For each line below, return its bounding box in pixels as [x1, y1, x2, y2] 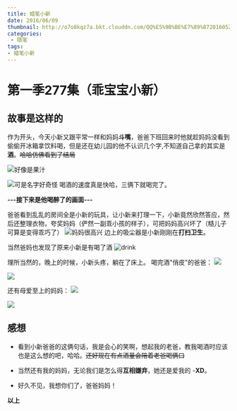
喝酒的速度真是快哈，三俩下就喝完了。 [59, 180, 171, 189]
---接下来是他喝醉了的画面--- [7, 195, 93, 203]
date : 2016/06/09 [7, 17, 59, 24]
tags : [7, 43, 23, 50]
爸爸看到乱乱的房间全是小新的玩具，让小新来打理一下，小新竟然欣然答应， [7, 210, 224, 219]
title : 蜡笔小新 [7, 10, 51, 18]
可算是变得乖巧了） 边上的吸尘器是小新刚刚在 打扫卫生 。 [7, 227, 209, 237]
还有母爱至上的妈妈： [7, 286, 69, 294]
